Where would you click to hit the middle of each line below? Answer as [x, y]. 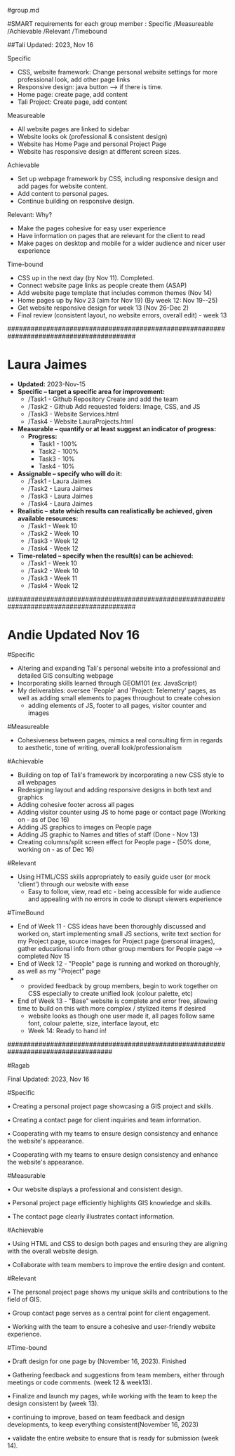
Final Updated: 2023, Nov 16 [48, 1079]
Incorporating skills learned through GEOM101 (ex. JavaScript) [107, 683]
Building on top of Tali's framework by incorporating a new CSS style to [121, 775]
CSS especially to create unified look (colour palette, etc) [110, 993]
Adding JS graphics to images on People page [85, 827]
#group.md [23, 10]
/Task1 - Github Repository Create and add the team [103, 399]
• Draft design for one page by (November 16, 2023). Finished [97, 1361]
